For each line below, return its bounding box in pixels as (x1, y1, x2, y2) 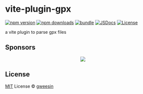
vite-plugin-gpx (5, 3, 71, 15)
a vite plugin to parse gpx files (5, 29, 67, 35)
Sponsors (5, 43, 36, 52)
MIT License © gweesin (5, 83, 54, 89)
